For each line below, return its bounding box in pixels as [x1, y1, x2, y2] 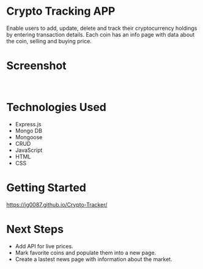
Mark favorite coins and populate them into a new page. [15, 249, 157, 256]
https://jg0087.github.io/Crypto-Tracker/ [6, 201, 108, 208]
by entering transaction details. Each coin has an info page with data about [6, 30, 195, 38]
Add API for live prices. [15, 242, 73, 249]
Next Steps [6, 222, 64, 236]
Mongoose [15, 133, 43, 141]
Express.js [15, 120, 42, 127]
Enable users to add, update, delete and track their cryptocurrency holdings [6, 24, 197, 32]
